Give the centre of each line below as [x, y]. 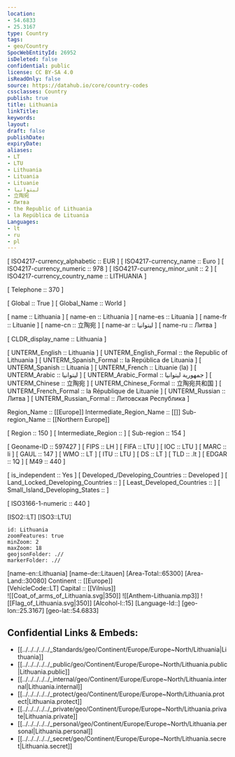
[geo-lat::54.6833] [72, 611]
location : [22, 14]
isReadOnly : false [34, 79]
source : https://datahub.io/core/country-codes [78, 85]
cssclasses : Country [37, 92]
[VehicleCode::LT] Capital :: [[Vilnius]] [62, 588]
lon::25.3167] [26, 611]
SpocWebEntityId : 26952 [42, 53]
